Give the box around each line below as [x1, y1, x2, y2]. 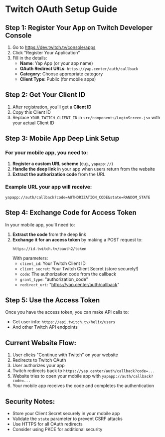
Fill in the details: [12, 55, 47, 61]
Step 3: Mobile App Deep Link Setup [5, 134, 120, 143]
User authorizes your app [12, 363, 65, 369]
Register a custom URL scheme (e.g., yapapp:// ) [12, 161, 114, 167]
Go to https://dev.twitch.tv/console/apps [12, 44, 96, 50]
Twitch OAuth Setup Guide [5, 3, 118, 15]
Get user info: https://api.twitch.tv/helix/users [12, 319, 116, 325]
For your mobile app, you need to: [5, 149, 88, 156]
